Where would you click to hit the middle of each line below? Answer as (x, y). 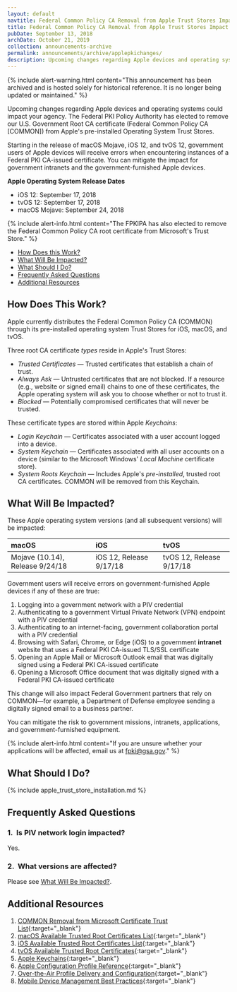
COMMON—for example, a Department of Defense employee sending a (111, 701)
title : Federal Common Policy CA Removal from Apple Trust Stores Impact (118, 27)
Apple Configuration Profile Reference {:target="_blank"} (99, 966)
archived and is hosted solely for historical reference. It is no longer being (114, 87)
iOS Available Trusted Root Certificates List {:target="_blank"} (106, 943)
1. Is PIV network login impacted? (66, 832)
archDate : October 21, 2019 (49, 40)
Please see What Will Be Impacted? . (60, 882)
